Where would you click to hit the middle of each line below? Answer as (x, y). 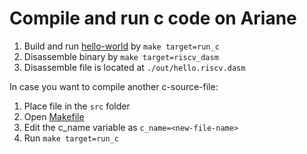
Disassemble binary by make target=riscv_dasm (121, 56)
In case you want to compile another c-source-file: (114, 86)
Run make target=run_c (71, 138)
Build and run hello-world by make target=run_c (121, 46)
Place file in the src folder (77, 106)
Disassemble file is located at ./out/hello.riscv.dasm (134, 67)
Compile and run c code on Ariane (153, 18)
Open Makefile (54, 116)
